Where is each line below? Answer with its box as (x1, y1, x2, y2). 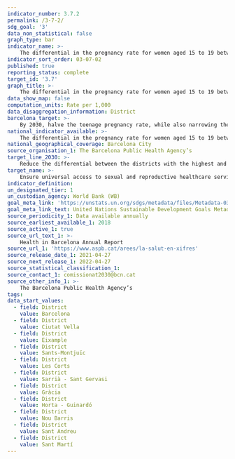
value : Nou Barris (20, 415, 73, 422)
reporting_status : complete (7, 69, 90, 76)
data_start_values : (7, 298, 64, 305)
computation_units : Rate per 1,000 (7, 102, 111, 109)
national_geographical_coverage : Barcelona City (7, 141, 152, 148)
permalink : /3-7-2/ (7, 17, 64, 24)
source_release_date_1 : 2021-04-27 (7, 252, 111, 259)
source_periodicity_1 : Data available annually (7, 213, 149, 220)
